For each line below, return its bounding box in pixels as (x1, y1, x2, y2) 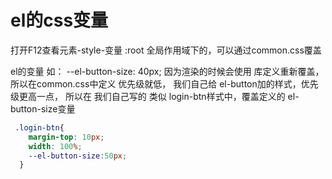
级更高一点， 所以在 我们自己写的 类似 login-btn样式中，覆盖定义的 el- (10, 90, 300, 102)
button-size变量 (10, 102, 76, 115)
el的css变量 (10, 9, 109, 32)
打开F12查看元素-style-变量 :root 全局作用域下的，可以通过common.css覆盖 (10, 44, 322, 56)
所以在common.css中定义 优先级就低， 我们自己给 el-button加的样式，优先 (10, 77, 319, 90)
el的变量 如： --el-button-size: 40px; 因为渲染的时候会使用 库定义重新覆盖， (10, 65, 325, 77)
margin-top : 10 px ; (28, 132, 105, 142)
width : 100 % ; (28, 141, 83, 151)
